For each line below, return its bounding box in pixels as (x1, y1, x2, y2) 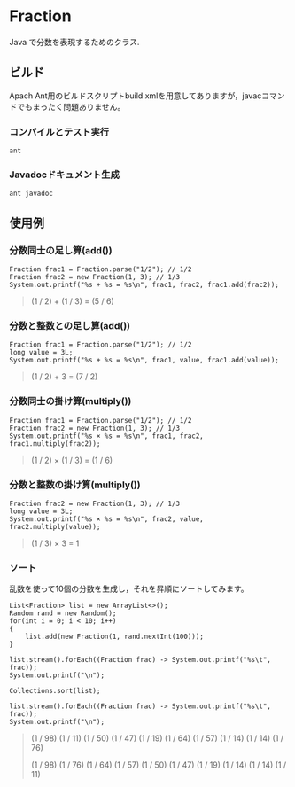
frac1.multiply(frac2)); (9, 439, 101, 448)
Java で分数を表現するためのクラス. (9, 36, 140, 47)
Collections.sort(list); (9, 687, 101, 696)
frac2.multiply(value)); (9, 522, 101, 531)
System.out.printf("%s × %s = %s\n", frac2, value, (9, 514, 204, 524)
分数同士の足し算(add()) (9, 244, 113, 256)
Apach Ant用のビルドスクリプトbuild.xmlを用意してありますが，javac (9, 90, 262, 101)
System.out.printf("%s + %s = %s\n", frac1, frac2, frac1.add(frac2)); (9, 281, 279, 290)
